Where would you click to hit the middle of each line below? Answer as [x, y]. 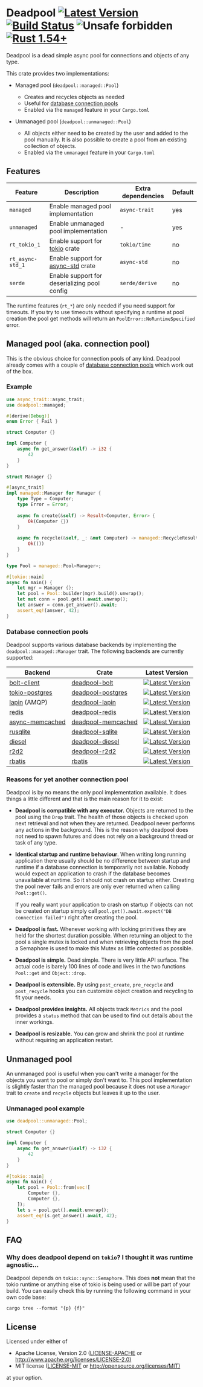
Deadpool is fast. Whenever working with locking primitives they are [100, 929]
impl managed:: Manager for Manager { [54, 493]
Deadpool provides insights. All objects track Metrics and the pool [98, 1009]
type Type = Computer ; [46, 499]
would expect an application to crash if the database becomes [92, 874]
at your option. [24, 1377]
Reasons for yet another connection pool [67, 779]
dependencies [143, 196]
